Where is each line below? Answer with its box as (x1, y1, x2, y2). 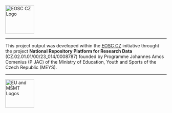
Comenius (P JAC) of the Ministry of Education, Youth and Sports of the (5, 59, 157, 65)
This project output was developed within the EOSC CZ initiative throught (5, 43, 160, 48)
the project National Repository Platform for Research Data (5, 48, 133, 54)
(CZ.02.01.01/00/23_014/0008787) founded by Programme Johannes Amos (5, 53, 164, 60)
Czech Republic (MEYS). (5, 64, 57, 70)
